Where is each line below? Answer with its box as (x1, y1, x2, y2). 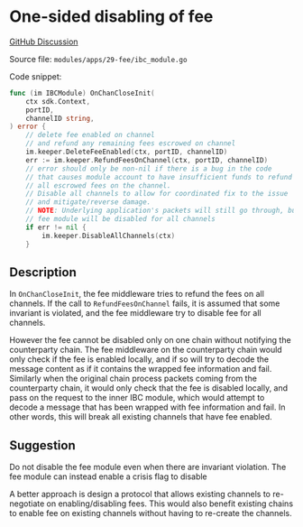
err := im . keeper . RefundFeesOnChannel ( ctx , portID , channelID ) (25, 155, 269, 164)
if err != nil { (25, 223, 87, 232)
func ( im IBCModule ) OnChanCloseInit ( (9, 88, 155, 97)
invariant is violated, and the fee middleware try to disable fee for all (9, 308, 262, 319)
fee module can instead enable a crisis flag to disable (9, 471, 207, 482)
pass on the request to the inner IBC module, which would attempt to (9, 393, 265, 403)
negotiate (9, 498, 45, 509)
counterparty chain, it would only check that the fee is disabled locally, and (9, 383, 289, 393)
